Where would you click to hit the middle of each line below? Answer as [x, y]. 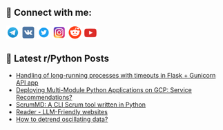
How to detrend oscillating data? [62, 119]
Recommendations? [44, 97]
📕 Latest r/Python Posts [58, 59]
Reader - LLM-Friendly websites [61, 111]
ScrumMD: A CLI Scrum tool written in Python [80, 105]
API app [27, 83]
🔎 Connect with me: [49, 13]
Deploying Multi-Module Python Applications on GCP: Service [104, 89]
